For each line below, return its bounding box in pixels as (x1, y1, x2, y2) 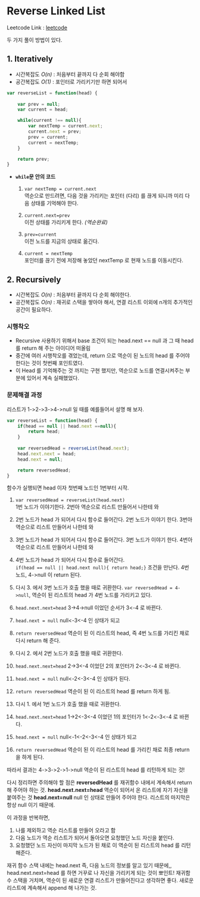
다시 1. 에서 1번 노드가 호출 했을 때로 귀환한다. (15, 700, 121, 708)
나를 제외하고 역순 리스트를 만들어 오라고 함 (15, 826, 116, 834)
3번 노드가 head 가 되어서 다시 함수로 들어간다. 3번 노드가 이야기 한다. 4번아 (15, 536, 193, 543)
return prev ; (17, 156, 50, 162)
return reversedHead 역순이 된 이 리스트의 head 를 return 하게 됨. (15, 688, 171, 695)
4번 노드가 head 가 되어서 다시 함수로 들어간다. (15, 556, 125, 564)
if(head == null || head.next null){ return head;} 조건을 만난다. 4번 (15, 564, 189, 571)
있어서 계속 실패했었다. (26, 375, 80, 382)
